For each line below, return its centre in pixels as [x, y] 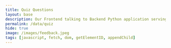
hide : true [17, 28]
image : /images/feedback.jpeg [37, 33]
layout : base [19, 14]
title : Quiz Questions [29, 10]
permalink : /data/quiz [29, 24]
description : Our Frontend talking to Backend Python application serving [86, 19]
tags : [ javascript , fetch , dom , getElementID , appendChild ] [70, 38]
